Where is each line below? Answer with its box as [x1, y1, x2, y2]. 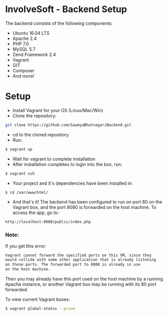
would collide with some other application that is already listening [5, 257, 156, 262]
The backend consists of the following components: [5, 20, 113, 26]
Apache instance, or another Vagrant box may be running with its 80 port [5, 281, 157, 287]
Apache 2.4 [12, 35, 37, 41]
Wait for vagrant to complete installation [12, 155, 96, 162]
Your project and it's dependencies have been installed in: [12, 180, 133, 186]
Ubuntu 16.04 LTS [12, 30, 50, 36]
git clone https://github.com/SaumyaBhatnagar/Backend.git [5, 122, 132, 127]
